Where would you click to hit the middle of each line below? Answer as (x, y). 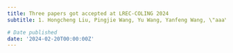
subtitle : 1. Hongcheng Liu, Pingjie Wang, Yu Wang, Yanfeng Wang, (107, 20)
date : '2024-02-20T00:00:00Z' (51, 39)
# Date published (32, 32)
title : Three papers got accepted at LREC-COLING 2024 (88, 13)
